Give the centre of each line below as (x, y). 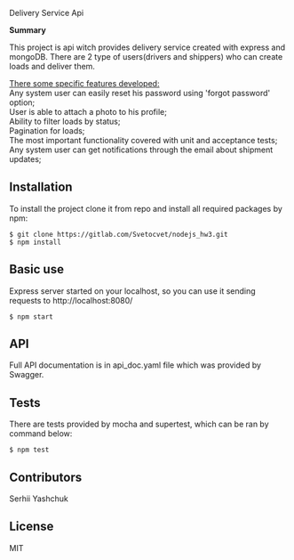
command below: (41, 434)
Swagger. (27, 375)
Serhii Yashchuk (39, 499)
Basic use (37, 269)
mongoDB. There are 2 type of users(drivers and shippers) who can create (146, 57)
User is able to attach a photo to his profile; (88, 112)
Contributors (46, 477)
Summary (28, 30)
